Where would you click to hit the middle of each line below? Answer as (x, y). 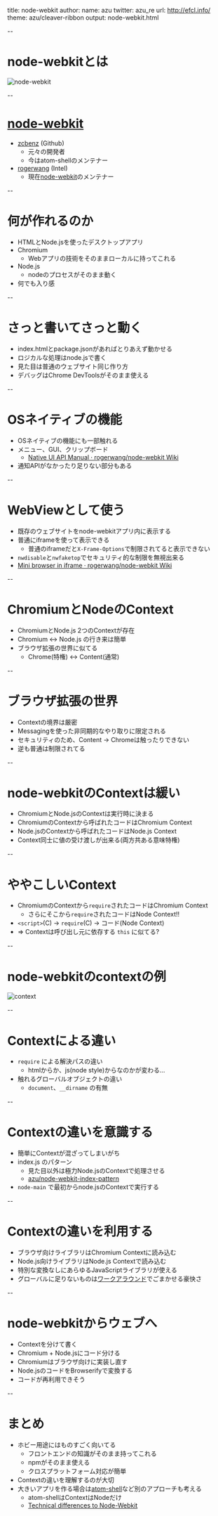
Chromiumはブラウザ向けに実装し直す (72, 1362)
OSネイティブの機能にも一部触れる (68, 440)
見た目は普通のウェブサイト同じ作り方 (73, 366)
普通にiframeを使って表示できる (63, 540)
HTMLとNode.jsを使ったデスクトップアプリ (80, 242)
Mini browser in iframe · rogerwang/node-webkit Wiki (95, 565)
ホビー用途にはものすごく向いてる (67, 1445)
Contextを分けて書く (47, 1345)
